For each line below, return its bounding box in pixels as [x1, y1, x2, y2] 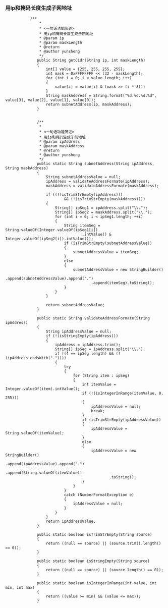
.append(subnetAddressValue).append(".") [5, 276, 94, 281]
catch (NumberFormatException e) [64, 492, 135, 498]
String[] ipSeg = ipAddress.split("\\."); [54, 347, 145, 352]
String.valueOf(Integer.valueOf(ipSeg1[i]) [5, 228, 98, 233]
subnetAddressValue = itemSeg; [73, 250, 139, 255]
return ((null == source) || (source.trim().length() [45, 541, 161, 546]
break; [91, 409, 105, 414]
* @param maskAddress [39, 144, 85, 149]
